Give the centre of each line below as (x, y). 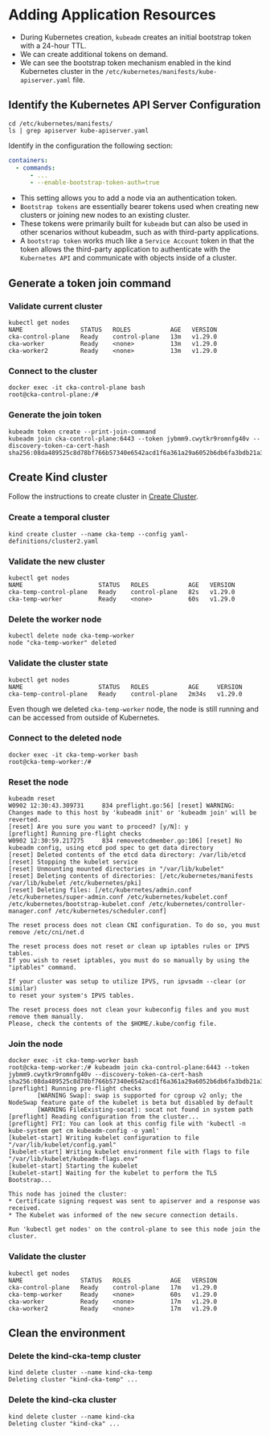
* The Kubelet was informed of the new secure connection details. (124, 1216)
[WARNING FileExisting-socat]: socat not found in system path (145, 1110)
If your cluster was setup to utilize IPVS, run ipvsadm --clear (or (127, 982)
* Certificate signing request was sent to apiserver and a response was (135, 1201)
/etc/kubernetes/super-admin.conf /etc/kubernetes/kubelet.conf (118, 897)
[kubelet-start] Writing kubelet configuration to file (104, 1138)
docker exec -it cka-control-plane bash (77, 388)
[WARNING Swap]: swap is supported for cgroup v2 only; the (140, 1096)
